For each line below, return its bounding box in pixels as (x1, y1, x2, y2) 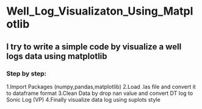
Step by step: (6, 69, 47, 77)
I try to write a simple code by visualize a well (6, 41, 182, 52)
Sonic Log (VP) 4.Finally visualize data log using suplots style (6, 96, 161, 103)
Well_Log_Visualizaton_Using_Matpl (6, 4, 193, 18)
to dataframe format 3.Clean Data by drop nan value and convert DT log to (6, 90, 193, 97)
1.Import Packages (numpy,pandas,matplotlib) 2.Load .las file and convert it (6, 83, 197, 90)
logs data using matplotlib (6, 51, 108, 62)
